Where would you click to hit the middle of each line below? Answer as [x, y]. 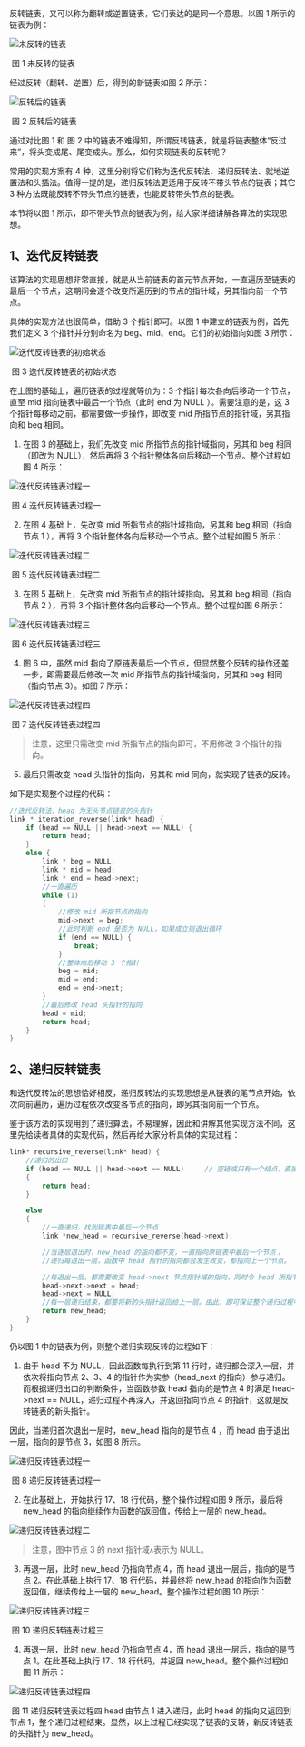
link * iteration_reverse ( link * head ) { [87, 819]
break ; [87, 946]
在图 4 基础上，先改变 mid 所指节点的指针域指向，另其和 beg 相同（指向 [157, 524]
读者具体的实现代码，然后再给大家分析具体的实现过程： [137, 1135]
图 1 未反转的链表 [43, 63]
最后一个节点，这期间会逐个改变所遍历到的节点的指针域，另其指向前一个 [144, 291]
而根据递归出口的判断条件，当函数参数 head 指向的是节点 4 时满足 [146, 1388]
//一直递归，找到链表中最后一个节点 [100, 1228]
